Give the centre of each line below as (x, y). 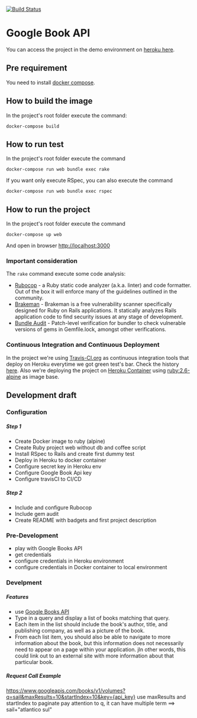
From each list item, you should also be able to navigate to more (93, 637)
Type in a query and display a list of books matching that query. (92, 618)
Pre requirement (37, 68)
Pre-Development (32, 535)
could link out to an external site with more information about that (94, 656)
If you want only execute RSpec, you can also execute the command (90, 180)
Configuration (27, 412)
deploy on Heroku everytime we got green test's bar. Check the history (93, 364)
